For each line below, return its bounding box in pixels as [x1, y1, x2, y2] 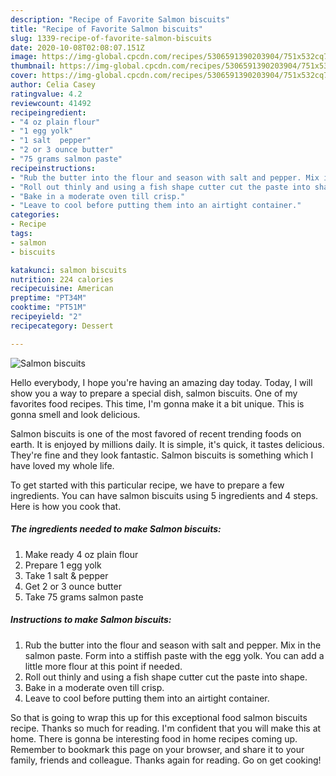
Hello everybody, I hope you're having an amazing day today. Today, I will [10, 376, 313, 388]
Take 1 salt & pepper [24, 569, 109, 581]
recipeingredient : [10, 107, 87, 118]
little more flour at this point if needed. [24, 660, 183, 672]
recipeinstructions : [10, 163, 97, 173]
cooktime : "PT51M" [10, 302, 87, 313]
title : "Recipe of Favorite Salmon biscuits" [10, 24, 203, 34]
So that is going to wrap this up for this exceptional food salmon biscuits [10, 711, 308, 723]
